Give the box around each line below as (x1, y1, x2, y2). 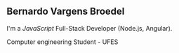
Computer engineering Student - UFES (6, 38, 119, 46)
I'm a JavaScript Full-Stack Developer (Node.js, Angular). (6, 24, 173, 32)
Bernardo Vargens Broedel (6, 6, 125, 17)
